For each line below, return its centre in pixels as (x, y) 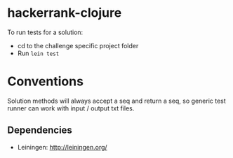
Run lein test (38, 53)
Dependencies (40, 130)
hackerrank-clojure (65, 13)
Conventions (46, 81)
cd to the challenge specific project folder (78, 45)
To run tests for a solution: (45, 32)
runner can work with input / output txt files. (71, 108)
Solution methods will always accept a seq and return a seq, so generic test (116, 101)
